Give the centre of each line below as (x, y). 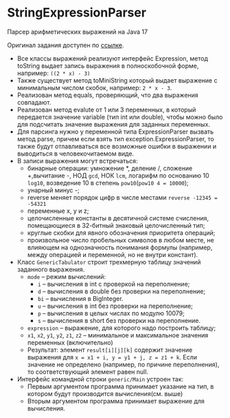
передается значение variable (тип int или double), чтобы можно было (120, 117)
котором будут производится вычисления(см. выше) (105, 393)
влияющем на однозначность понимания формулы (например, (120, 247)
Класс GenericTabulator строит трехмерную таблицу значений (109, 262)
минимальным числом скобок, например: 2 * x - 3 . (94, 87)
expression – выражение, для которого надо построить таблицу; (122, 328)
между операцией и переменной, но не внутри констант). (113, 254)
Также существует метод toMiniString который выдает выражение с (117, 80)
